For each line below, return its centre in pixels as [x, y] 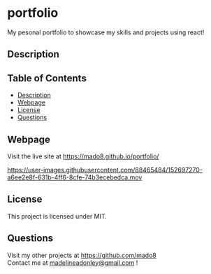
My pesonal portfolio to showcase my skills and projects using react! [106, 32]
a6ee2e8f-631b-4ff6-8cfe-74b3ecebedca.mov [75, 177]
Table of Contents [47, 78]
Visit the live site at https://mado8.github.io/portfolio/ [83, 156]
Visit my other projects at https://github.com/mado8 [82, 255]
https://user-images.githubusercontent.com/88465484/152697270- [105, 170]
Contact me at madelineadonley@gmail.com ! [73, 262]
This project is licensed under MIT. [57, 216]
